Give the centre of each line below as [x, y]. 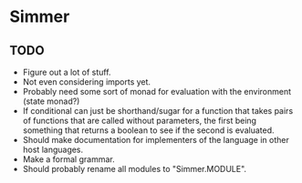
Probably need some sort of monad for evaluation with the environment [157, 91]
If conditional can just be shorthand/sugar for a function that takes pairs [158, 111]
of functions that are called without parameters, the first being [140, 121]
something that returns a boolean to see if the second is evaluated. [148, 130]
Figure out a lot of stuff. [67, 72]
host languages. [53, 149]
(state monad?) [51, 101]
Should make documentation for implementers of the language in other [156, 140]
